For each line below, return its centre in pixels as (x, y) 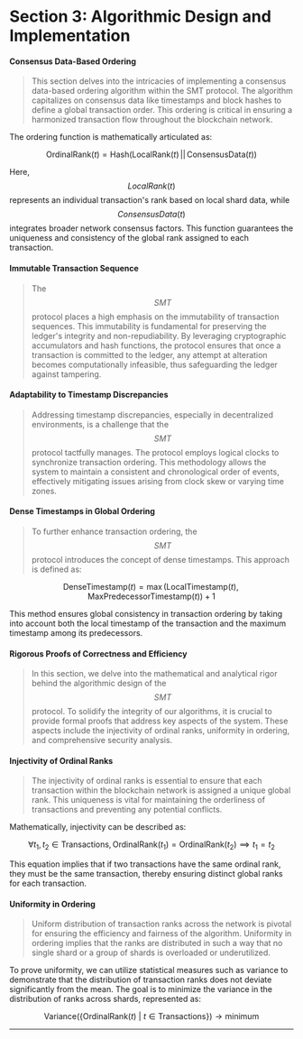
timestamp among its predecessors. (76, 633)
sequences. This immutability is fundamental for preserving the (149, 326)
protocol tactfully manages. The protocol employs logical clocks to (155, 452)
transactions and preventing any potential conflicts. (127, 810)
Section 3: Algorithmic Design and (141, 17)
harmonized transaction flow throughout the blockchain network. (152, 120)
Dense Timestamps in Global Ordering (83, 511)
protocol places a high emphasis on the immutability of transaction (155, 317)
